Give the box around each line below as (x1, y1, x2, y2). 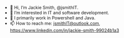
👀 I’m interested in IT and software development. (9, 10, 109, 16)
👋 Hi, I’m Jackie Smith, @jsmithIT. (9, 5, 78, 10)
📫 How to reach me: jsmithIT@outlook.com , (9, 20, 101, 26)
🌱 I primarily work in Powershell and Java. (9, 15, 96, 20)
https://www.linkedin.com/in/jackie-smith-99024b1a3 (9, 27, 120, 33)
